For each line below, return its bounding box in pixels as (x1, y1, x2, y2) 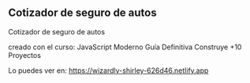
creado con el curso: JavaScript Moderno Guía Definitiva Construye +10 (8, 42, 242, 52)
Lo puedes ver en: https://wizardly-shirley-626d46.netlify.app (8, 66, 209, 75)
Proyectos (8, 50, 42, 60)
